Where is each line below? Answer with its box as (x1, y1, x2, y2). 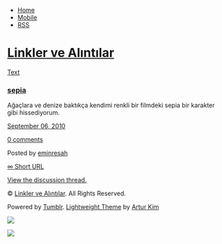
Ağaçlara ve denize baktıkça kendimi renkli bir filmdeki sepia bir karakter (7, 101, 215, 110)
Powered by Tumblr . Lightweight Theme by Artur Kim (7, 203, 159, 211)
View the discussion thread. (7, 176, 87, 184)
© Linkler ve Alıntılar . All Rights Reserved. (7, 189, 127, 197)
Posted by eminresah (7, 149, 68, 157)
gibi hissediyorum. (7, 108, 61, 117)
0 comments (7, 136, 43, 144)
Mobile (17, 13, 38, 22)
